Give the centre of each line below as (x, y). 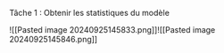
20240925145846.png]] (54, 39)
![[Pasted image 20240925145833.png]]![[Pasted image (112, 30)
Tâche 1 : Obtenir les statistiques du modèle (89, 13)
